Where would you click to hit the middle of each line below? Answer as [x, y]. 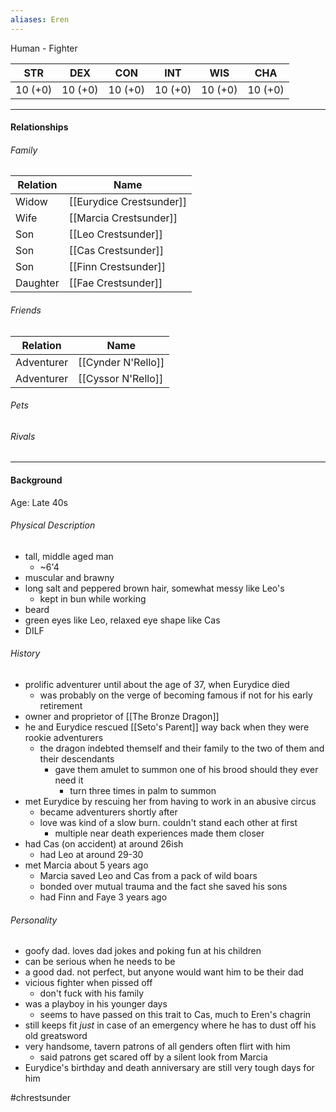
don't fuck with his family [92, 993]
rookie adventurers [64, 738]
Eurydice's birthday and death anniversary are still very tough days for [169, 1068]
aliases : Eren [40, 19]
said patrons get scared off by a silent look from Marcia [153, 1057]
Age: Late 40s [39, 502]
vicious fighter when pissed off [88, 983]
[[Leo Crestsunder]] [115, 234]
